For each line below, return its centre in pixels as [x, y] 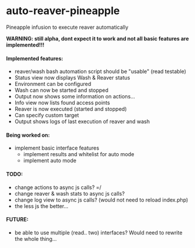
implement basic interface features [57, 148]
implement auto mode [50, 161]
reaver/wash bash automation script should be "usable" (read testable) [100, 71]
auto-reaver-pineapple [63, 11]
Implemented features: [35, 58]
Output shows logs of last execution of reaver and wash [82, 121]
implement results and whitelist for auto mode [79, 154]
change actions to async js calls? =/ [58, 187]
